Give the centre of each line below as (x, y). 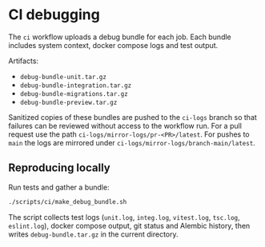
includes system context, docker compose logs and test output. (113, 45)
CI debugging (54, 15)
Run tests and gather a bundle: (59, 187)
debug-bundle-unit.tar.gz (63, 77)
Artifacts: (23, 61)
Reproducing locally (59, 168)
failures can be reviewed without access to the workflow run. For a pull (125, 125)
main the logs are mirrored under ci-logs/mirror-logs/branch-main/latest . (132, 142)
